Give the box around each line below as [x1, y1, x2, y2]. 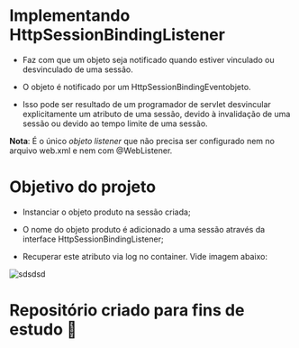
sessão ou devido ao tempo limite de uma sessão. [22, 118, 209, 129]
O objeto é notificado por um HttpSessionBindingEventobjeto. [22, 81, 251, 92]
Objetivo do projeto [9, 177, 156, 197]
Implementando [9, 5, 131, 26]
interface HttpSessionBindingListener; [22, 234, 164, 244]
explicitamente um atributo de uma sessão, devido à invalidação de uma [22, 108, 291, 119]
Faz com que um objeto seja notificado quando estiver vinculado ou [22, 54, 275, 65]
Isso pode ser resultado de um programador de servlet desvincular [22, 98, 272, 109]
